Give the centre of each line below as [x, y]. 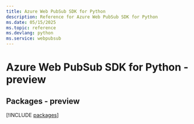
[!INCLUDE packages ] [32, 115]
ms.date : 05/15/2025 [31, 22]
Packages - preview [43, 101]
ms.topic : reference [31, 28]
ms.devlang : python [30, 33]
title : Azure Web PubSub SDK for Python [56, 11]
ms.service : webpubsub [34, 38]
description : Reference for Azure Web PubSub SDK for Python [82, 17]
